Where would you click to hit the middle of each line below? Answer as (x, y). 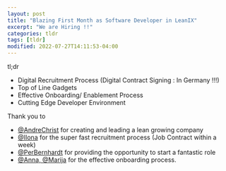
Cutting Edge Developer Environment (71, 102)
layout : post (26, 14)
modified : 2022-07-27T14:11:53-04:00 (63, 46)
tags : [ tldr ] (26, 40)
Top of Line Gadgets (47, 88)
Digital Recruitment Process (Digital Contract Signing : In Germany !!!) (119, 80)
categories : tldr (33, 33)
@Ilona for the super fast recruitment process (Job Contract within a (117, 137)
